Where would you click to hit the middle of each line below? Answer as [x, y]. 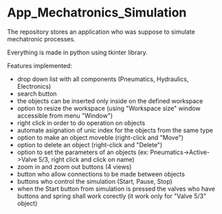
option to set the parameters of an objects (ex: [83, 152]
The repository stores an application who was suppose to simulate [101, 32]
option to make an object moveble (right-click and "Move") [100, 137]
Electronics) [34, 86]
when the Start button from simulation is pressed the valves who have [116, 189]
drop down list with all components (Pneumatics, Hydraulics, [103, 79]
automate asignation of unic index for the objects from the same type [115, 130]
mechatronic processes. [41, 39]
